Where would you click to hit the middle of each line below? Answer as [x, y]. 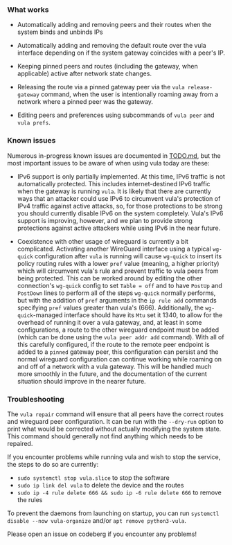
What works [28, 10]
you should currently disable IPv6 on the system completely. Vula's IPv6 [120, 213]
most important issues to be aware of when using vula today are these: [108, 163]
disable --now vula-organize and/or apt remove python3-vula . [97, 520]
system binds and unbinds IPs [60, 32]
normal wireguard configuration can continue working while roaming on [119, 359]
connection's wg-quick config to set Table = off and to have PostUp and [120, 285]
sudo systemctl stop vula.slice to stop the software [93, 477]
